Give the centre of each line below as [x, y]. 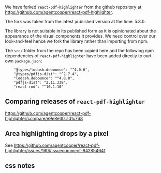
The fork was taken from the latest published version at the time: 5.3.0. [75, 22]
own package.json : [23, 61]
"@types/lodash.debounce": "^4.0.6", [52, 70]
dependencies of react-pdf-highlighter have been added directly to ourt [78, 56]
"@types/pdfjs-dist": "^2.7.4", [46, 74]
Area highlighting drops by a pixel [57, 134]
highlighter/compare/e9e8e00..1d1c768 [44, 118]
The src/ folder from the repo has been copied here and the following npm [79, 51]
